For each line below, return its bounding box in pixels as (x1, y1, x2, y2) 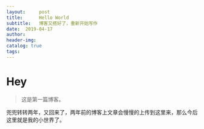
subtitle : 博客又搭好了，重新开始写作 (6, 20, 98, 26)
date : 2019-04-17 (6, 26, 53, 32)
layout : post (6, 9, 50, 15)
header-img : (6, 37, 36, 43)
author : (6, 32, 26, 38)
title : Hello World (6, 15, 69, 21)
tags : (6, 49, 20, 55)
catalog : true (6, 43, 42, 49)
